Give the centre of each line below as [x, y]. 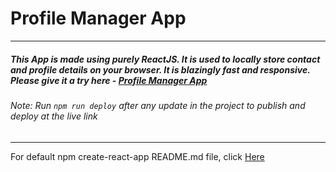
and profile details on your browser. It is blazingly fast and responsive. [160, 69]
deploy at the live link [54, 116]
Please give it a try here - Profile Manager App [109, 80]
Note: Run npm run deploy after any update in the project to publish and [158, 105]
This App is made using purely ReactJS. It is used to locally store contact [165, 59]
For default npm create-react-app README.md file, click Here [137, 156]
